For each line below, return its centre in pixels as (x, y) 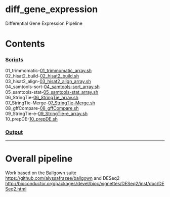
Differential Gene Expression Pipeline (44, 23)
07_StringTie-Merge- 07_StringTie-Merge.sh (50, 103)
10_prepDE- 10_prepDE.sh (32, 119)
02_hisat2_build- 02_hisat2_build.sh (42, 76)
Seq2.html (16, 189)
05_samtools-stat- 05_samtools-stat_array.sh (52, 92)
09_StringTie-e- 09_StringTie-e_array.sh (46, 114)
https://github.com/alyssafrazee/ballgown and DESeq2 (62, 178)
